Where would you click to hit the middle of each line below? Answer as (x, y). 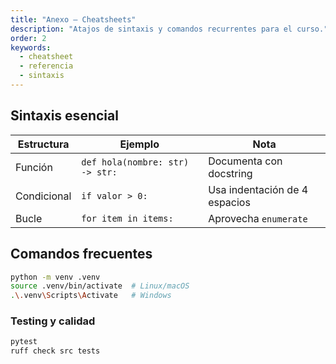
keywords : (31, 47)
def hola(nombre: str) (135, 162)
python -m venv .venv (55, 277)
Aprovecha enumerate (258, 218)
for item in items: (127, 218)
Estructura (43, 144)
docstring (230, 173)
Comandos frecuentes (81, 254)
